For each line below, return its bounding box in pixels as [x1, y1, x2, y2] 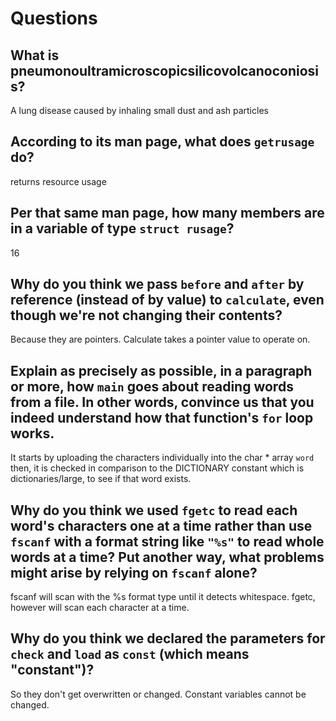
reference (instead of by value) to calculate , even [10, 292, 325, 309]
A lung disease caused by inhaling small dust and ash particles [10, 105, 269, 116]
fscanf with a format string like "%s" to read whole [10, 533, 325, 550]
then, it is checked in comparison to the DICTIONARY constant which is [10, 462, 305, 474]
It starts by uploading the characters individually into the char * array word [10, 452, 315, 464]
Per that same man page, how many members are [10, 205, 325, 222]
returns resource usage [10, 175, 107, 187]
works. [10, 425, 55, 442]
